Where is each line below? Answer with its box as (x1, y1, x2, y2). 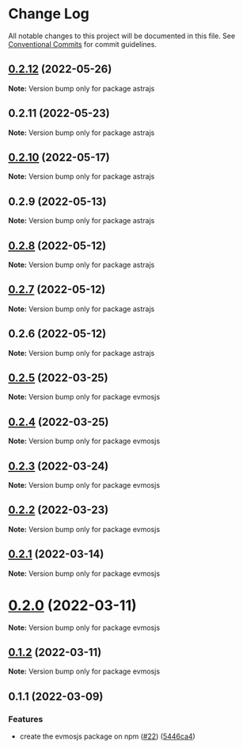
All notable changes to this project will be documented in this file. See (8, 31, 236, 41)
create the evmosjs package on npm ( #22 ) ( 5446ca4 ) (19, 732, 196, 741)
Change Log (8, 5, 89, 23)
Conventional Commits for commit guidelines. (8, 39, 157, 48)
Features (8, 713, 44, 724)
